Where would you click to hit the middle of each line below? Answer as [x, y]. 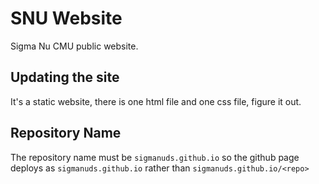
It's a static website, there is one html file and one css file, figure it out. [156, 101]
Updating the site [65, 77]
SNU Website [66, 18]
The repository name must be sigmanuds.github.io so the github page [155, 157]
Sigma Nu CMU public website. [74, 46]
